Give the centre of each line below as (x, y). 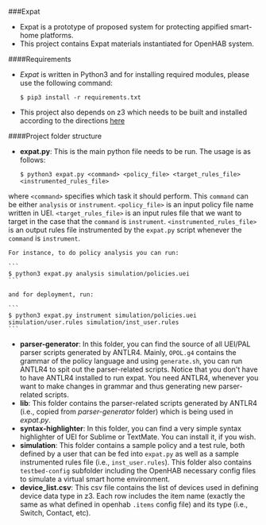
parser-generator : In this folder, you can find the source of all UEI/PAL (135, 344)
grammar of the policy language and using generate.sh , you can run (131, 361)
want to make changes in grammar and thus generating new (118, 386)
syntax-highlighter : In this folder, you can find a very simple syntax (131, 428)
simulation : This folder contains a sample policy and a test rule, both (132, 445)
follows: (33, 160)
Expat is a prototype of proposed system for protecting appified (124, 27)
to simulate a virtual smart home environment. (95, 479)
